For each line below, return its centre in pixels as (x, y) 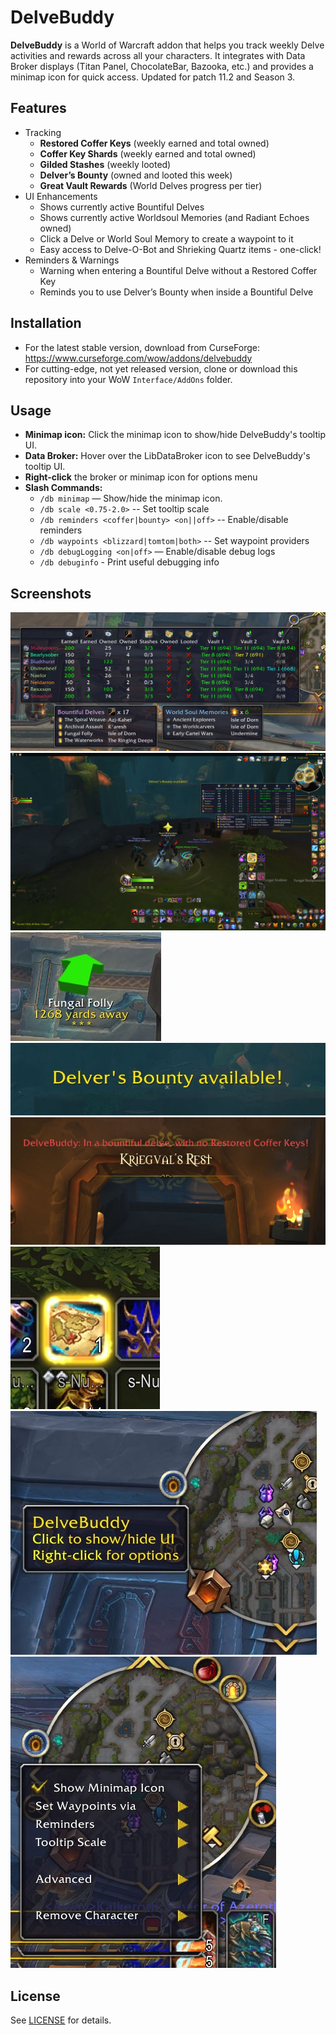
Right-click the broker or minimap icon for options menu (141, 477)
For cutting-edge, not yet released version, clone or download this (161, 368)
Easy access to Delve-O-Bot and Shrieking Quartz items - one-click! (180, 249)
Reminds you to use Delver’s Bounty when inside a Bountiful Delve (176, 292)
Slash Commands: (63, 488)
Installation (46, 323)
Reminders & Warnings (72, 260)
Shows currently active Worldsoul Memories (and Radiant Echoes (174, 217)
